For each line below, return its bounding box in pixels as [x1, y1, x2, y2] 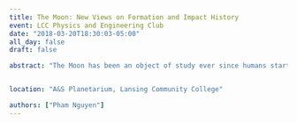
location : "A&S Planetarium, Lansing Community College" [9, 85, 224, 94]
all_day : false [9, 37, 65, 47]
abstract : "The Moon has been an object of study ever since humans [9, 61, 267, 70]
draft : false [9, 46, 57, 54]
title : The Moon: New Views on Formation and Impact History [9, 12, 240, 22]
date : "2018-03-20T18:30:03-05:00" [9, 29, 141, 38]
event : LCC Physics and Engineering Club [9, 21, 164, 30]
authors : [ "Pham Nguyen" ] [9, 101, 104, 110]
